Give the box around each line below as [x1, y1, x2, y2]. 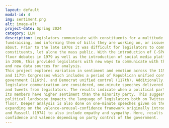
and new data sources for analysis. [5, 63, 82, 69]
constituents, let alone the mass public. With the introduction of [5, 49, 152, 54]
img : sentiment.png [5, 17, 46, 22]
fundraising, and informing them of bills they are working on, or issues [5, 40, 165, 45]
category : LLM [5, 31, 35, 36]
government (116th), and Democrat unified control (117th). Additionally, [5, 78, 165, 83]
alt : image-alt [5, 21, 37, 27]
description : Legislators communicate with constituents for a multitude [5, 36, 163, 41]
